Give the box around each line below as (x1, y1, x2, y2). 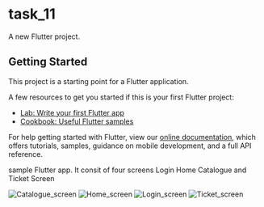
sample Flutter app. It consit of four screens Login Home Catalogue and (8, 165, 247, 175)
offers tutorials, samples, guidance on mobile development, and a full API (8, 141, 252, 150)
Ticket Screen (8, 173, 55, 183)
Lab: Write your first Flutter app (19, 108, 125, 117)
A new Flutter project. (8, 32, 81, 41)
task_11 (8, 5, 57, 23)
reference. (8, 149, 43, 158)
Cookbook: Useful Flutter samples (19, 116, 134, 126)
